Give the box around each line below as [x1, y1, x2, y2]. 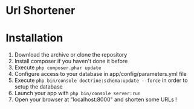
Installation [5, 31, 63, 45]
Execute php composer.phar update [14, 64, 102, 71]
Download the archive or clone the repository [14, 51, 128, 58]
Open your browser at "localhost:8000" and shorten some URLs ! [14, 96, 178, 103]
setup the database [14, 83, 63, 90]
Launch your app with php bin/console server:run [14, 90, 141, 97]
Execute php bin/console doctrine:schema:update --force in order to [14, 76, 188, 84]
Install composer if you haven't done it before [14, 58, 128, 65]
